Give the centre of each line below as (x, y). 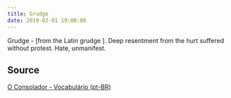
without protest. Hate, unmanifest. (57, 48)
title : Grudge (28, 14)
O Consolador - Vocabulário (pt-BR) (59, 87)
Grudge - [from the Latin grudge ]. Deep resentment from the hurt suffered (116, 40)
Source (24, 70)
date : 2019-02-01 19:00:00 (47, 20)
